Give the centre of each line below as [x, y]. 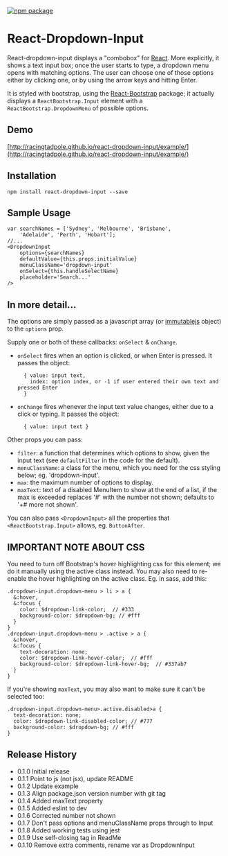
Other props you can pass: [45, 439]
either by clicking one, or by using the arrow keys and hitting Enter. [102, 80]
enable [17, 578]
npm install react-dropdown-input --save [68, 192]
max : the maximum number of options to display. [85, 482]
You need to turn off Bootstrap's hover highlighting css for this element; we [114, 564]
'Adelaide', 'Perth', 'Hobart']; [68, 235]
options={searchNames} [52, 253]
